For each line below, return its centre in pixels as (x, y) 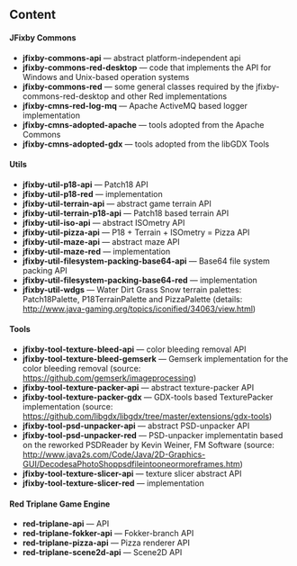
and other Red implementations (169, 96)
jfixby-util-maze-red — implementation (96, 251)
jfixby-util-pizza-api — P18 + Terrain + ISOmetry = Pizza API (136, 232)
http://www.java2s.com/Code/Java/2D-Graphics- (114, 454)
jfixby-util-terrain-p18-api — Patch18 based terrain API (126, 213)
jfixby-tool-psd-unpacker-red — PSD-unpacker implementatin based (153, 435)
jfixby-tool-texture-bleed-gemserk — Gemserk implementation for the (155, 359)
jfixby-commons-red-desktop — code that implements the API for (147, 67)
